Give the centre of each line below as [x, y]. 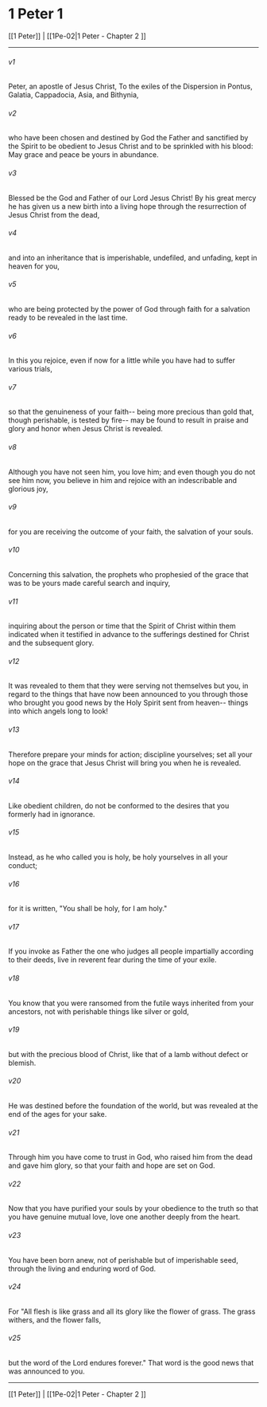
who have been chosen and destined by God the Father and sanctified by [128, 138]
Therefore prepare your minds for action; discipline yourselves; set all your [130, 754]
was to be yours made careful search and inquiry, [89, 583]
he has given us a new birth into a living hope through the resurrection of [128, 206]
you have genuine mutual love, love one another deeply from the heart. [124, 1217]
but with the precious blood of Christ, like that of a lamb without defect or [128, 1054]
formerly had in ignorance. [52, 814]
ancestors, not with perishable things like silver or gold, [99, 1011]
